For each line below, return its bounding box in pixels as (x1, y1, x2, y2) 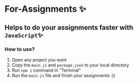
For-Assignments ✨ (4, 3, 86, 15)
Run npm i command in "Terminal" (11, 67, 82, 73)
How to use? (4, 46, 35, 53)
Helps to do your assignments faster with (4, 23, 134, 31)
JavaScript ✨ (4, 31, 43, 39)
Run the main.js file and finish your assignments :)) (11, 72, 115, 78)
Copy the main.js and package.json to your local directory (11, 62, 129, 68)
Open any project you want (11, 56, 67, 62)
